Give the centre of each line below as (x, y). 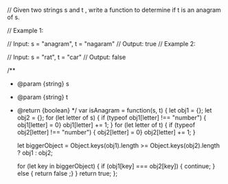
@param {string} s (43, 84)
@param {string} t (43, 97)
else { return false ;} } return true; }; (67, 173)
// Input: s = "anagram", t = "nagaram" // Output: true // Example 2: (101, 44)
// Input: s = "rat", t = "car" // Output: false (67, 57)
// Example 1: (25, 31)
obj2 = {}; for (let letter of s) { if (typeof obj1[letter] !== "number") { (112, 117)
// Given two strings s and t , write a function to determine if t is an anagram (114, 10)
